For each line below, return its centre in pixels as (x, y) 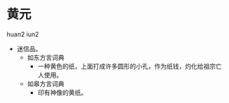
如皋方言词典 (46, 83)
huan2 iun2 (23, 34)
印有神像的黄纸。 (62, 92)
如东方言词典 (46, 57)
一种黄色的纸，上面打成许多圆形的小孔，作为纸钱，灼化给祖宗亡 (130, 66)
